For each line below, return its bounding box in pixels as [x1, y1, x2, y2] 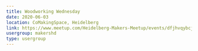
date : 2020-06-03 [6, 14, 49, 20]
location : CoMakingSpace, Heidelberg [6, 19, 99, 25]
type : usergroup [6, 36, 46, 42]
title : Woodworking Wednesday [6, 8, 81, 15]
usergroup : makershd [6, 30, 57, 36]
